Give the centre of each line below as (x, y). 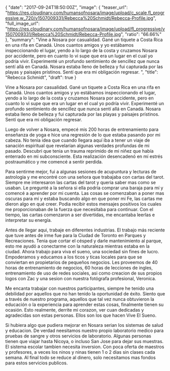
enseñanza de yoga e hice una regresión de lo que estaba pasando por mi (83, 135)
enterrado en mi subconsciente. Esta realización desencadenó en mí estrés (84, 156)
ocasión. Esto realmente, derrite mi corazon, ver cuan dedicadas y (75, 310)
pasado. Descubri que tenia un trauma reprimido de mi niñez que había (79, 151)
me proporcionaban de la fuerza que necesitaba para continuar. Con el (79, 209)
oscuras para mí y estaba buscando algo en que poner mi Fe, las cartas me (84, 198)
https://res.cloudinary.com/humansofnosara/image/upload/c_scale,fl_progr (86, 13)
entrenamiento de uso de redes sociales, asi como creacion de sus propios (84, 273)
